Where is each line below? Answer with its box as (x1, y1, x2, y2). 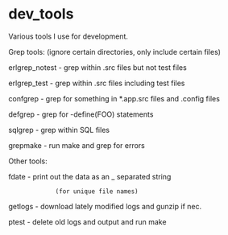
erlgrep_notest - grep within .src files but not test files (8, 62, 187, 72)
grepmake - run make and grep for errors (8, 140, 145, 150)
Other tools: (8, 156, 48, 166)
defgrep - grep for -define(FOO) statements (8, 109, 154, 119)
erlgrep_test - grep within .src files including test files (8, 78, 185, 88)
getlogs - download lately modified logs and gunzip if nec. (8, 201, 202, 211)
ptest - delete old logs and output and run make (8, 216, 167, 226)
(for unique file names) (55, 187, 139, 196)
